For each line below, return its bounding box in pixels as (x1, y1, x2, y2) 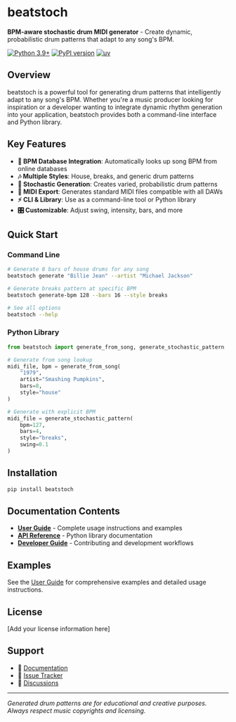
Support (7, 645, 44, 657)
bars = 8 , (20, 382, 42, 390)
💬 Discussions (17, 678, 59, 687)
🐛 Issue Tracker (17, 671, 63, 680)
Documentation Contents (7, 505, 121, 517)
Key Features (7, 138, 67, 150)
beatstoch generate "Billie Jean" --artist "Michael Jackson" (7, 273, 193, 280)
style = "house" (20, 389, 61, 397)
